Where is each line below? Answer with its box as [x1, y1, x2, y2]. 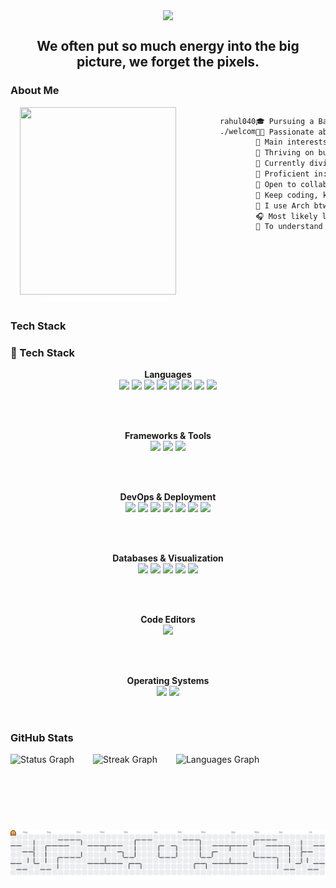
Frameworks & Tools [124, 429, 212, 441]
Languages [144, 368, 192, 380]
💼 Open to [255, 179, 297, 189]
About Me [10, 84, 60, 98]
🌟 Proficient [255, 169, 310, 179]
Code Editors [140, 613, 196, 625]
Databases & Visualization [112, 552, 224, 564]
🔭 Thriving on [255, 148, 315, 158]
